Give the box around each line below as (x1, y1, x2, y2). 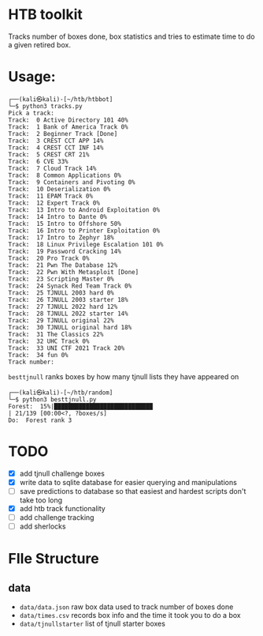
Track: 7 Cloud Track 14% (8, 164, 97, 172)
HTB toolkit (8, 6, 83, 24)
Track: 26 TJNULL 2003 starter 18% (8, 295, 128, 303)
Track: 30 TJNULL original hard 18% (8, 323, 132, 331)
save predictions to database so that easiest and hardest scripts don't (19, 486, 246, 495)
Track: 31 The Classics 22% (8, 330, 104, 338)
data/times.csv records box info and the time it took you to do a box (19, 611, 242, 620)
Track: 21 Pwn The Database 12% (8, 261, 118, 269)
